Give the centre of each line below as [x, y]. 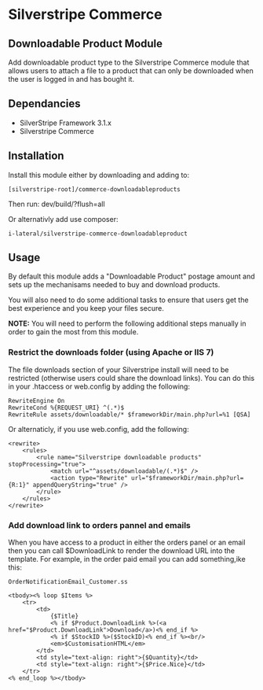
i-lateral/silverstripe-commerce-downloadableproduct [98, 234]
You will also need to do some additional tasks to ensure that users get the [128, 300]
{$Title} [64, 616]
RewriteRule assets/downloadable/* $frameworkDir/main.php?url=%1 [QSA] [130, 415]
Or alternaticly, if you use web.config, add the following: [99, 429]
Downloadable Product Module [86, 44]
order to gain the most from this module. [73, 332]
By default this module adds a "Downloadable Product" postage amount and [131, 276]
